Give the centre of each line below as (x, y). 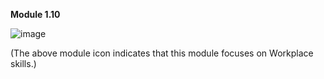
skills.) (23, 63)
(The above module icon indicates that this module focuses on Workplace (162, 53)
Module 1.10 (35, 14)
